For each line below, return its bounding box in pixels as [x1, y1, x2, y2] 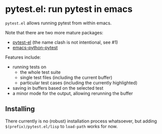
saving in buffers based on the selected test [12, 85, 104, 91]
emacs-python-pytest [12, 44, 58, 50]
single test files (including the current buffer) [20, 74, 113, 80]
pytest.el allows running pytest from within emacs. [5, 20, 112, 26]
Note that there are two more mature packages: [5, 29, 104, 35]
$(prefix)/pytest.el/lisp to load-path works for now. [5, 123, 118, 129]
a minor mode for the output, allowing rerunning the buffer [12, 90, 133, 96]
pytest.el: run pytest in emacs [5, 3, 133, 15]
